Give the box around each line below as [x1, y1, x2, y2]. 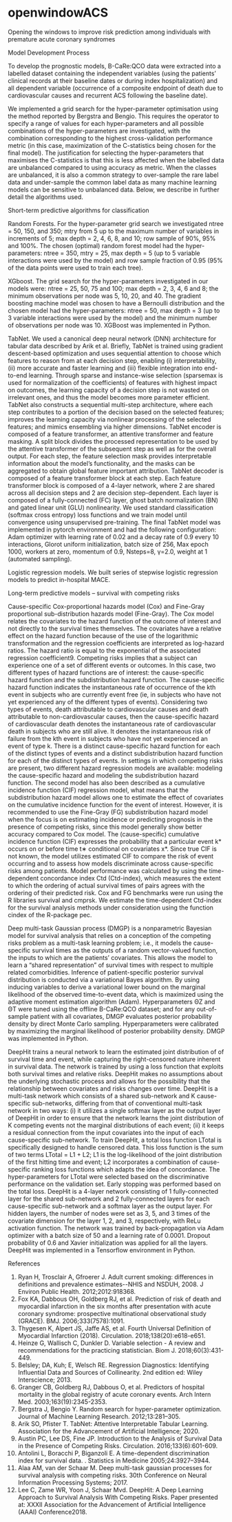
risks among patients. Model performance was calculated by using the [8, 866, 208, 875]
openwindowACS [8, 5, 109, 21]
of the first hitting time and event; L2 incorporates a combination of [8, 1158, 198, 1166]
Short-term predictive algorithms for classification [8, 206, 150, 214]
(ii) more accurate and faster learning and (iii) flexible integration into [8, 364, 203, 372]
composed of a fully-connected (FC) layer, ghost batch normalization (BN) [8, 496, 219, 504]
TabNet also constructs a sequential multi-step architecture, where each [8, 400, 213, 408]
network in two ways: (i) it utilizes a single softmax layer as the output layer [8, 1106, 221, 1114]
